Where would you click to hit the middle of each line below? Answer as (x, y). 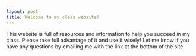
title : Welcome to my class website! (53, 17)
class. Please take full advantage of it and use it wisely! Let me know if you (98, 40)
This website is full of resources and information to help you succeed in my (98, 34)
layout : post (22, 11)
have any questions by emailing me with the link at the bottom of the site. (96, 46)
